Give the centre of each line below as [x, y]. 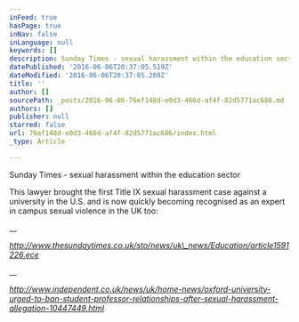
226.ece [24, 254]
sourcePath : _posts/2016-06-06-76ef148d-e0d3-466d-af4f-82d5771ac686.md [147, 100]
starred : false [37, 125]
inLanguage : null [41, 42]
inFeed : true [33, 17]
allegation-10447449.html [57, 308]
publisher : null [39, 117]
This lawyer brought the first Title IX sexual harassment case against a [138, 191]
